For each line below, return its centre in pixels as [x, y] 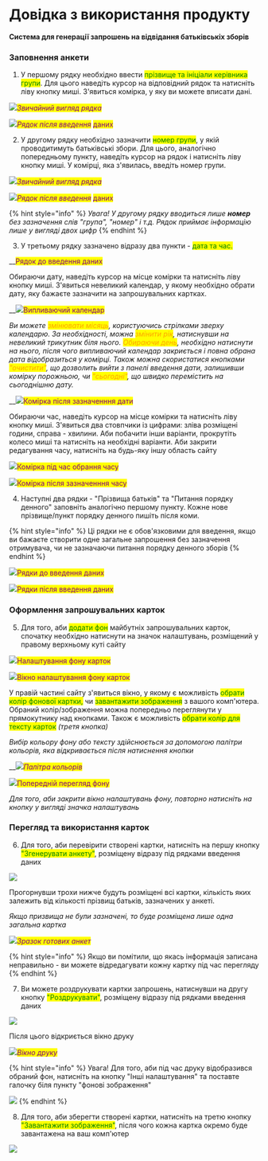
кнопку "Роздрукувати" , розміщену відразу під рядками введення [133, 997]
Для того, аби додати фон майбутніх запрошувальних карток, [126, 627]
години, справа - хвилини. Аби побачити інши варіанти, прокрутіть [123, 434]
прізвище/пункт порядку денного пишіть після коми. [110, 516]
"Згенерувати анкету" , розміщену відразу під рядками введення [130, 853]
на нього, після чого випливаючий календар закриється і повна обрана [132, 351]
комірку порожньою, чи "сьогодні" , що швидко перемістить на [116, 377]
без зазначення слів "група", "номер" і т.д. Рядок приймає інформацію [130, 222]
